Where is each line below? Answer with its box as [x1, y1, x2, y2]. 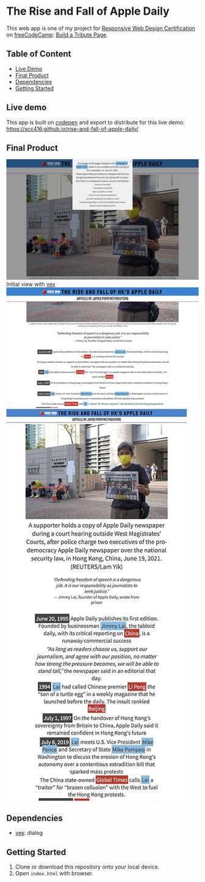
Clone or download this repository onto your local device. [15, 863, 160, 870]
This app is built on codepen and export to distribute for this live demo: [6, 118, 185, 126]
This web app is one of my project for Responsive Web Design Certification [6, 24, 195, 32]
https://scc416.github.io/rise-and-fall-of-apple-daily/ [6, 125, 139, 132]
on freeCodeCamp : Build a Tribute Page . [6, 31, 108, 38]
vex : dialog [15, 829, 43, 837]
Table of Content [6, 49, 71, 59]
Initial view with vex [6, 280, 56, 288]
